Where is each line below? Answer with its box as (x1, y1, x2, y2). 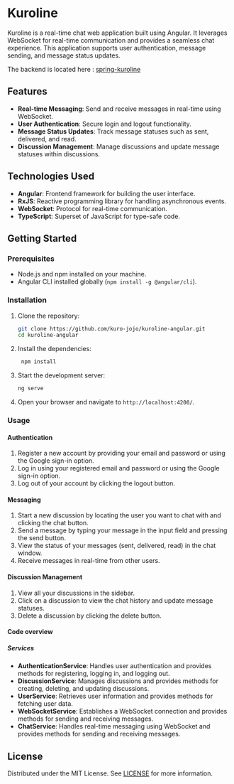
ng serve (17, 385, 44, 392)
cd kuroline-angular (17, 332, 79, 339)
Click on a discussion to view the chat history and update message (17, 596, 213, 605)
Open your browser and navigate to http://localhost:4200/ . (17, 398, 195, 407)
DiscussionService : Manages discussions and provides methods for (17, 677, 218, 685)
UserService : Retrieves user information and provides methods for (17, 692, 213, 701)
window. (17, 549, 43, 557)
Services (7, 643, 34, 652)
